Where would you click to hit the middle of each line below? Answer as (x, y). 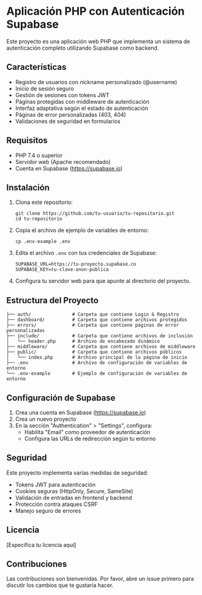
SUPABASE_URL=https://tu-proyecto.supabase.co (76, 264)
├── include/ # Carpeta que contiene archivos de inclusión (99, 336)
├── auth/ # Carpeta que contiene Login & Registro (93, 314)
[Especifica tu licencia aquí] (41, 545)
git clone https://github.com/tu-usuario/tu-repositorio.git (95, 214)
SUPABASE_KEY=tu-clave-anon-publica (62, 270)
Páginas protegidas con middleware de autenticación (82, 101)
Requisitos (27, 140)
